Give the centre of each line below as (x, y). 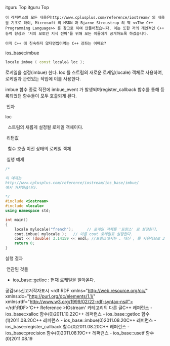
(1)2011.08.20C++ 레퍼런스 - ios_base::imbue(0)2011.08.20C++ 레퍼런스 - (81, 320)
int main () (17, 220)
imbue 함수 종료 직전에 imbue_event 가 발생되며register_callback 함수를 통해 (82, 89)
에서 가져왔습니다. (22, 187)
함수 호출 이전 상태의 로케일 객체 (39, 148)
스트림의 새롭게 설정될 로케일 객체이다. (45, 127)
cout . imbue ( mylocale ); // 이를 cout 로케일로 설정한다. (74, 234)
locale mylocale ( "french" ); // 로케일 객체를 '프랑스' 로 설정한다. (86, 229)
